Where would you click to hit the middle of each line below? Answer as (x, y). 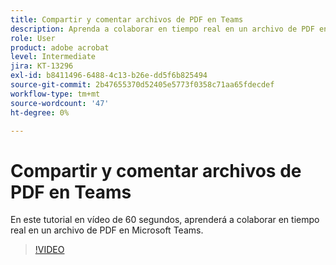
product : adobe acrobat (60, 47)
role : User (33, 38)
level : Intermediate (53, 57)
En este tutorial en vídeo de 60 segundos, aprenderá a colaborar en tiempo (165, 220)
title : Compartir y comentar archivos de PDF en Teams (127, 19)
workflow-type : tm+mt (55, 94)
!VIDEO (49, 250)
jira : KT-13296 (42, 66)
